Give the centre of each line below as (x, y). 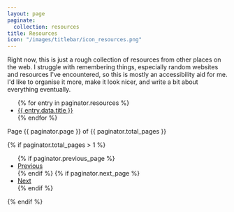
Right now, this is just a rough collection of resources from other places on (114, 59)
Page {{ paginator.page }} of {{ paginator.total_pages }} (87, 132)
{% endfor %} (37, 118)
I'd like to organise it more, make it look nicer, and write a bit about (103, 82)
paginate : (22, 20)
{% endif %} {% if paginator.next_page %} (79, 174)
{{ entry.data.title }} (45, 111)
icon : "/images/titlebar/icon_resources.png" (74, 40)
